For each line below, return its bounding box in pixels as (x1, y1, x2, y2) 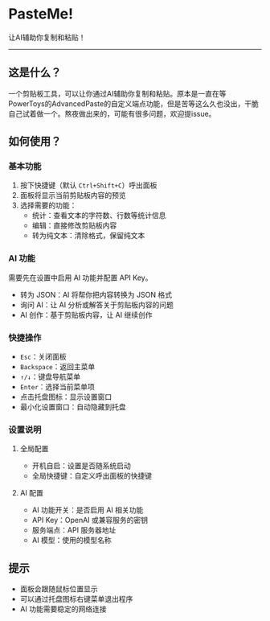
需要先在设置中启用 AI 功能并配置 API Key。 (8, 273, 153, 282)
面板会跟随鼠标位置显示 (19, 584, 98, 594)
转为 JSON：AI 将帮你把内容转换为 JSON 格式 (19, 290, 173, 299)
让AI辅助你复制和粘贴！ (8, 32, 86, 42)
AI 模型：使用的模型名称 (31, 536, 112, 545)
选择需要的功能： (19, 200, 77, 210)
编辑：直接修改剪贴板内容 (31, 220, 117, 230)
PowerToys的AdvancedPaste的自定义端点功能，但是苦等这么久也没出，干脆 (8, 98, 259, 109)
